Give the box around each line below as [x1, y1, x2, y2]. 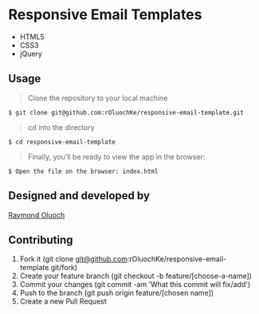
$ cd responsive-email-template [8, 138, 116, 146]
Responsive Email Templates [8, 6, 202, 24]
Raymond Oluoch [8, 210, 65, 220]
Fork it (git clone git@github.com [19, 254, 128, 264]
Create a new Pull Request [19, 296, 108, 306]
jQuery [19, 49, 42, 58]
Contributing [8, 233, 73, 246]
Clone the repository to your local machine [27, 93, 168, 103]
